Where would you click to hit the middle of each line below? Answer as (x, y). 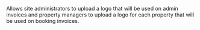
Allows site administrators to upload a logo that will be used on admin (92, 9)
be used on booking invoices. (43, 21)
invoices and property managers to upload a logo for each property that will (100, 15)
